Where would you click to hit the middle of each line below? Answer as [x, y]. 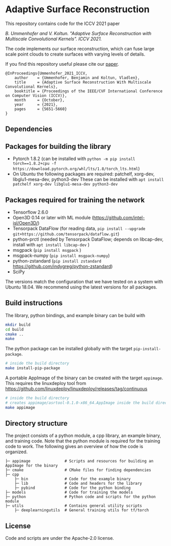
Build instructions [34, 303]
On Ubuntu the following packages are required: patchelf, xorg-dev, [83, 174]
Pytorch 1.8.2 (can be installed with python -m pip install [74, 159]
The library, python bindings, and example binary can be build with [75, 315]
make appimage [20, 407]
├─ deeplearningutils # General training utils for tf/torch [82, 510]
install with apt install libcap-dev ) [51, 244]
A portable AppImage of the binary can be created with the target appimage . [84, 378]
